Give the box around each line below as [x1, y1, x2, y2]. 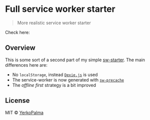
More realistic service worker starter [17, 20, 91, 26]
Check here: [5, 29, 30, 35]
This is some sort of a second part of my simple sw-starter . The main [5, 57, 145, 63]
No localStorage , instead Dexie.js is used [12, 72, 98, 78]
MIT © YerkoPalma [5, 110, 44, 116]
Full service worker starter [5, 3, 116, 15]
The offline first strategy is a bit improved [12, 82, 96, 88]
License [5, 96, 30, 105]
